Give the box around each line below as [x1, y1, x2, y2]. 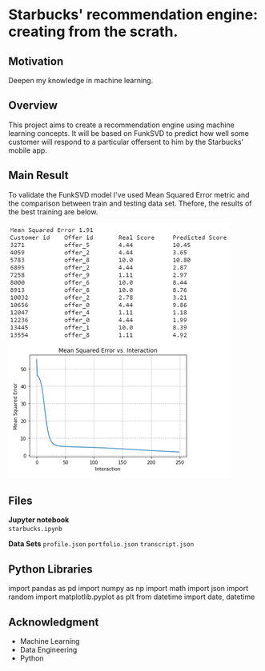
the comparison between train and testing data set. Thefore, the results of [8, 198, 252, 208]
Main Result [8, 169, 70, 182]
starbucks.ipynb [8, 525, 62, 533]
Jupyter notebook [8, 515, 70, 525]
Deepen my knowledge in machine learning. [8, 76, 154, 85]
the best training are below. [8, 206, 98, 217]
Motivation [8, 54, 64, 68]
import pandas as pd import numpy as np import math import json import [8, 584, 249, 593]
